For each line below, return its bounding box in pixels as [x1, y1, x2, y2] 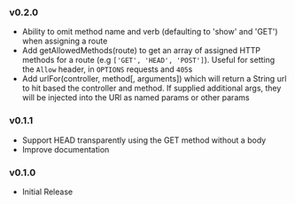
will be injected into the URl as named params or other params [21, 92, 250, 103]
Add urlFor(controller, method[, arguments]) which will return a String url [21, 74, 287, 84]
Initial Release [21, 186, 74, 197]
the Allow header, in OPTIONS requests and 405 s [21, 64, 193, 75]
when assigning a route [21, 35, 108, 46]
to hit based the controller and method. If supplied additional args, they [21, 82, 282, 94]
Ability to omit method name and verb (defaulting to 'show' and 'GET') [21, 27, 278, 37]
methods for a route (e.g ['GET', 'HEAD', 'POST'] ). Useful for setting [21, 55, 276, 66]
